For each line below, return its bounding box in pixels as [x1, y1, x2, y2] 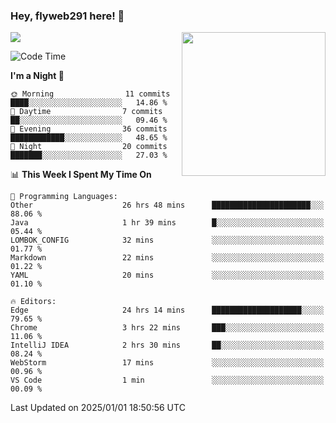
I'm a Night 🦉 [10, 70, 65, 82]
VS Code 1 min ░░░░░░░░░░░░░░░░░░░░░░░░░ [10, 375, 325, 386]
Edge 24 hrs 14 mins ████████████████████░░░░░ [10, 305, 325, 316]
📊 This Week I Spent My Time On [10, 169, 152, 181]
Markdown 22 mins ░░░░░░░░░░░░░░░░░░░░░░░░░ [10, 253, 325, 263]
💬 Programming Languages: [10, 192, 118, 202]
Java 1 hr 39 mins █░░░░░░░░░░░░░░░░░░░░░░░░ [10, 218, 325, 228]
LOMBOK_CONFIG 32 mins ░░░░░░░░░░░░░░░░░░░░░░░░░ [10, 235, 325, 246]
